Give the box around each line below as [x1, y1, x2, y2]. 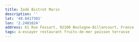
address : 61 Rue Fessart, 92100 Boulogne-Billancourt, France [5, 25, 134, 30]
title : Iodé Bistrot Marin [5, 7, 60, 12]
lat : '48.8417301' [5, 16, 42, 21]
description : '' [5, 12, 38, 16]
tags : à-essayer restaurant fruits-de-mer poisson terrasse [5, 29, 130, 34]
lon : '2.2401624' [5, 20, 40, 26]
